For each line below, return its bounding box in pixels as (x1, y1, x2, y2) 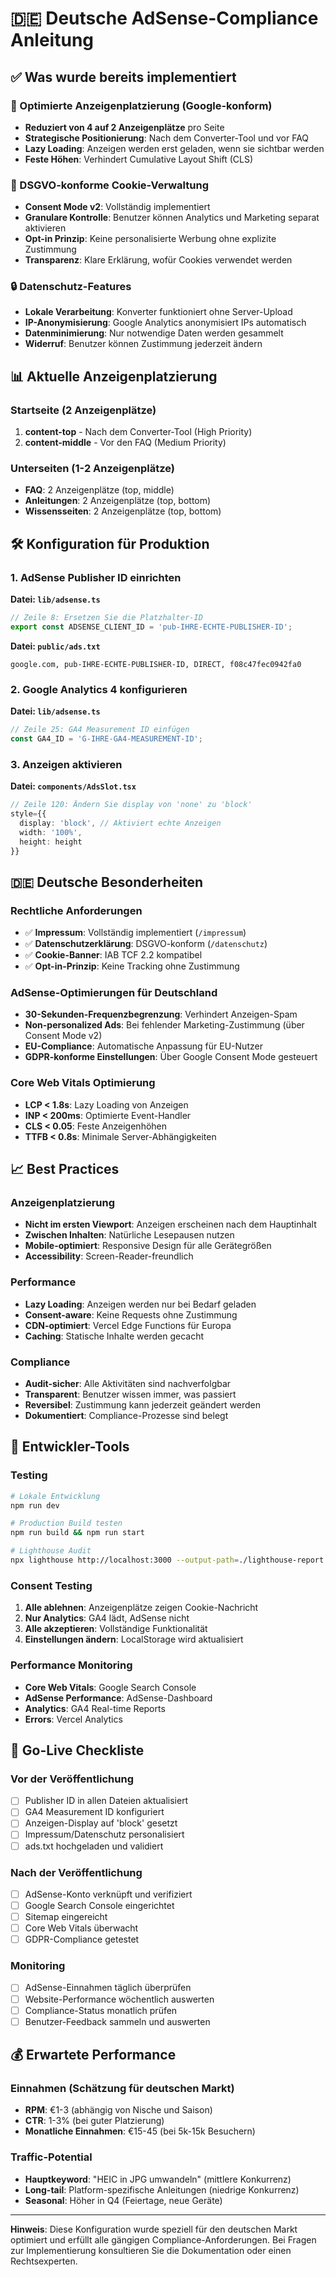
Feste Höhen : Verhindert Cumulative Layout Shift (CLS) (24, 153, 254, 165)
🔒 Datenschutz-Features (10, 280, 132, 294)
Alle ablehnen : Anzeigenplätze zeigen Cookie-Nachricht (24, 1602, 259, 1614)
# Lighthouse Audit (10, 1546, 92, 1556)
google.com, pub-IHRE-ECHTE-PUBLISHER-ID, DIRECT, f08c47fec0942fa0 (10, 659, 302, 669)
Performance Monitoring (10, 1658, 133, 1672)
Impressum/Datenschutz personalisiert (24, 1828, 185, 1841)
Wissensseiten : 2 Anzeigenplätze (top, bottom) (24, 505, 222, 517)
